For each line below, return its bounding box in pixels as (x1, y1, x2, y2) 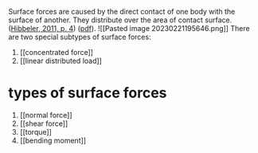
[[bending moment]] (19, 135, 86, 145)
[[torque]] (19, 127, 52, 136)
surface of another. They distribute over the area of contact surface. (8, 15, 233, 25)
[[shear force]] (19, 119, 68, 128)
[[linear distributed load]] (19, 56, 102, 65)
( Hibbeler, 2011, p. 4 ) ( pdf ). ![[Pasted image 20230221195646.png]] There (8, 24, 250, 33)
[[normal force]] (19, 110, 73, 120)
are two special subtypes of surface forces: (8, 32, 151, 41)
